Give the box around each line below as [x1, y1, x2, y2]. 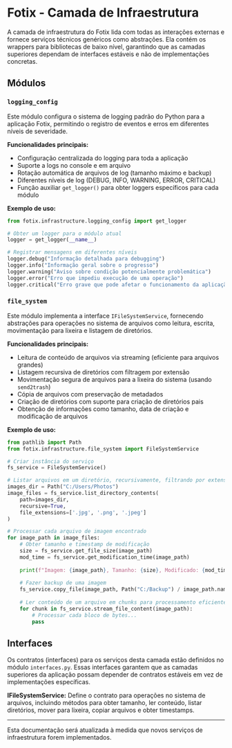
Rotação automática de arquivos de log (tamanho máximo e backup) [17, 168, 212, 177]
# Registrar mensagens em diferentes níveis [7, 249, 137, 256]
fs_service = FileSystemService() [7, 464, 107, 471]
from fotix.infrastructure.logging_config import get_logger [7, 217, 187, 225]
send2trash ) [17, 383, 51, 391]
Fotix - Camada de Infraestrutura [7, 5, 199, 21]
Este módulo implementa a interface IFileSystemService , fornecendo [7, 311, 204, 320]
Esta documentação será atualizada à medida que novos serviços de [7, 726, 203, 734]
